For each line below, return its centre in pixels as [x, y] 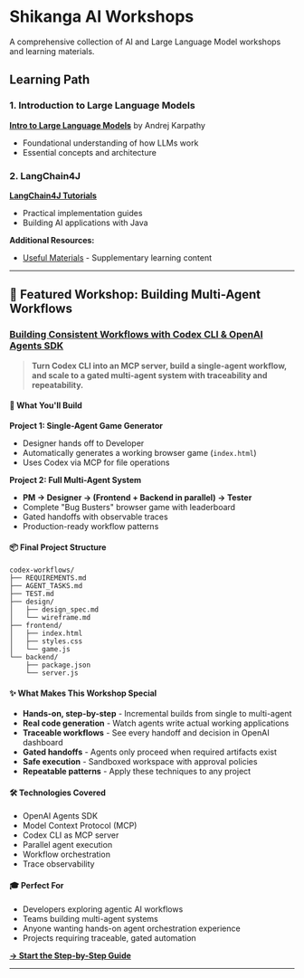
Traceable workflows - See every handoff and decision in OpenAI [146, 733]
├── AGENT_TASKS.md [46, 586]
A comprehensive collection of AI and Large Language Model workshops [145, 42]
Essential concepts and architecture [89, 152]
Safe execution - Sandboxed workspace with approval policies [140, 762]
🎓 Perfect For [37, 886]
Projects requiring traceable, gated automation [109, 937]
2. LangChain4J [45, 176]
